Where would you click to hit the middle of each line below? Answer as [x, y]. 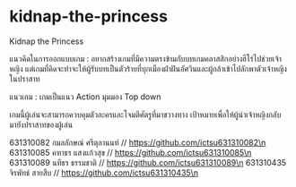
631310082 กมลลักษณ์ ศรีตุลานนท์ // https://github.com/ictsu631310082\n [138, 142]
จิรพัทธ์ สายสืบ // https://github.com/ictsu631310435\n [104, 173]
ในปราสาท [25, 79]
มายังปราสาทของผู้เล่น [41, 124]
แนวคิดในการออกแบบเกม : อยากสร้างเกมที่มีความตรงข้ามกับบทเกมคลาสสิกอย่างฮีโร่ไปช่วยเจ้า [146, 58]
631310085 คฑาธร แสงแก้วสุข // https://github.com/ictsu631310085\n [131, 152]
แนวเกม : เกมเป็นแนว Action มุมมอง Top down [85, 97]
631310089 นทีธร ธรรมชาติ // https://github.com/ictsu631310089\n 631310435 [148, 162]
